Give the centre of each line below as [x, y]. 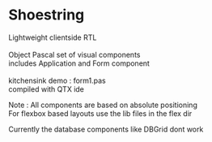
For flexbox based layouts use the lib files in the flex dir [100, 113]
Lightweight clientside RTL [53, 37]
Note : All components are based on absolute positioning [103, 105]
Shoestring [47, 15]
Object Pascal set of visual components [74, 54]
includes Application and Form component [79, 63]
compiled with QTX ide [47, 89]
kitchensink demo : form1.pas [57, 80]
